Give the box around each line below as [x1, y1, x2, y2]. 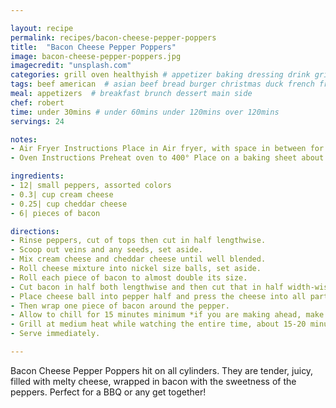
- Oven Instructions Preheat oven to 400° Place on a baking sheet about [10, 153, 325, 163]
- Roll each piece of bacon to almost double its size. [10, 272, 248, 283]
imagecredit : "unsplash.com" [10, 61, 132, 71]
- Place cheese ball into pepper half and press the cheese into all [10, 291, 307, 301]
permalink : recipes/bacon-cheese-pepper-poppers [10, 32, 217, 43]
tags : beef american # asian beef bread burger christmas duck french [10, 79, 315, 90]
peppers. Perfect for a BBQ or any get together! [10, 386, 207, 398]
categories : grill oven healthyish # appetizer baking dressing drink [10, 70, 311, 80]
